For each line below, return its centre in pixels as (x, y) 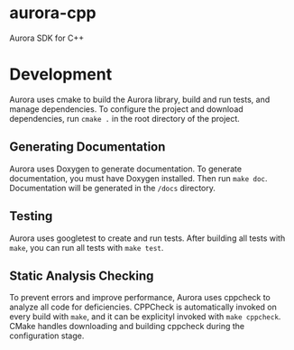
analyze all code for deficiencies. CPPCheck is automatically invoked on (143, 307)
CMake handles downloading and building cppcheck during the (127, 327)
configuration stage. (47, 336)
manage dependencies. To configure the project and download (126, 109)
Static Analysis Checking (82, 276)
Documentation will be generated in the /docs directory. (113, 188)
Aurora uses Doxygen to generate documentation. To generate (125, 169)
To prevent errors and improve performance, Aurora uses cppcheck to (140, 298)
